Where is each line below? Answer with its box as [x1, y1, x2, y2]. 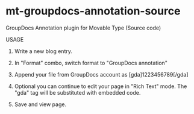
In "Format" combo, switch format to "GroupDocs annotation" [14, 59, 168, 66]
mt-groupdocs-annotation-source [5, 4, 181, 18]
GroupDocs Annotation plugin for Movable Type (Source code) [5, 24, 161, 31]
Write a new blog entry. [14, 47, 73, 55]
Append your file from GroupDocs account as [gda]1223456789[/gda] [14, 71, 189, 78]
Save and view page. [14, 101, 67, 108]
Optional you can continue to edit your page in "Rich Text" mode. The [14, 83, 187, 90]
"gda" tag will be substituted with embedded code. [14, 89, 141, 96]
